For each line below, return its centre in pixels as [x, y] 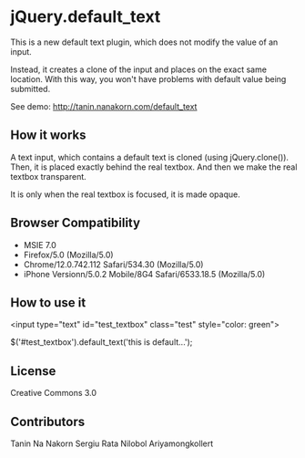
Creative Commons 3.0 [54, 393]
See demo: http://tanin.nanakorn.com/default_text [104, 106]
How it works [48, 135]
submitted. [30, 88]
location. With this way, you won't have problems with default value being [148, 78]
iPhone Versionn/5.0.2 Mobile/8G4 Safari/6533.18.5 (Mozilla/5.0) [144, 274]
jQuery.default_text [86, 17]
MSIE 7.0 [40, 245]
